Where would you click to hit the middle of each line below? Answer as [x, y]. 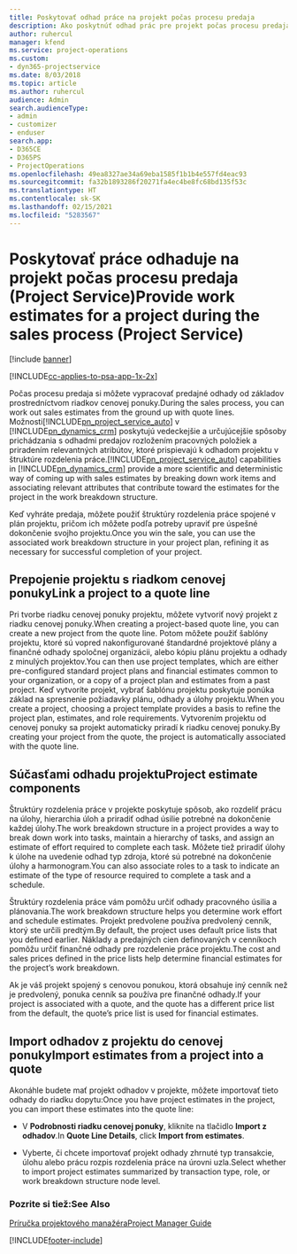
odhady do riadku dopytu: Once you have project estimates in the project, [142, 1099]
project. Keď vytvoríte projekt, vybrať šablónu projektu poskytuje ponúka [142, 690]
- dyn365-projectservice [55, 67]
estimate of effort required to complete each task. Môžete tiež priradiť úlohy [147, 847]
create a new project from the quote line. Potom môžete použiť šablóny [139, 634]
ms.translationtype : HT [53, 191]
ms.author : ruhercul [47, 91]
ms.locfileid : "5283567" [55, 215]
